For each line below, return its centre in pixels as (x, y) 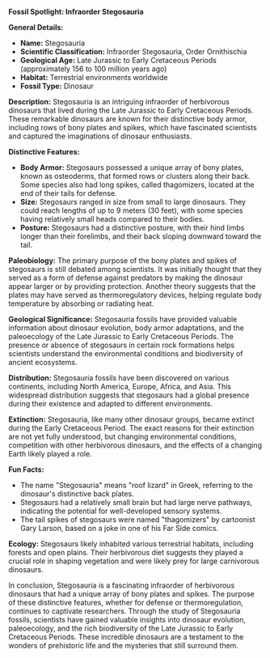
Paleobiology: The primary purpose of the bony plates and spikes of (122, 261)
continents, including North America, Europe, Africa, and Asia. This (120, 386)
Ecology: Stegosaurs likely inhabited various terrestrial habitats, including (131, 544)
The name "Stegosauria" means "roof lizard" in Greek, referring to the (136, 485)
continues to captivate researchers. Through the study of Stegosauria (124, 611)
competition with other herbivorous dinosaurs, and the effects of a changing (135, 445)
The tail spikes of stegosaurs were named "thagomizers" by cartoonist (137, 520)
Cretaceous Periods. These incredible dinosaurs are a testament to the (126, 637)
